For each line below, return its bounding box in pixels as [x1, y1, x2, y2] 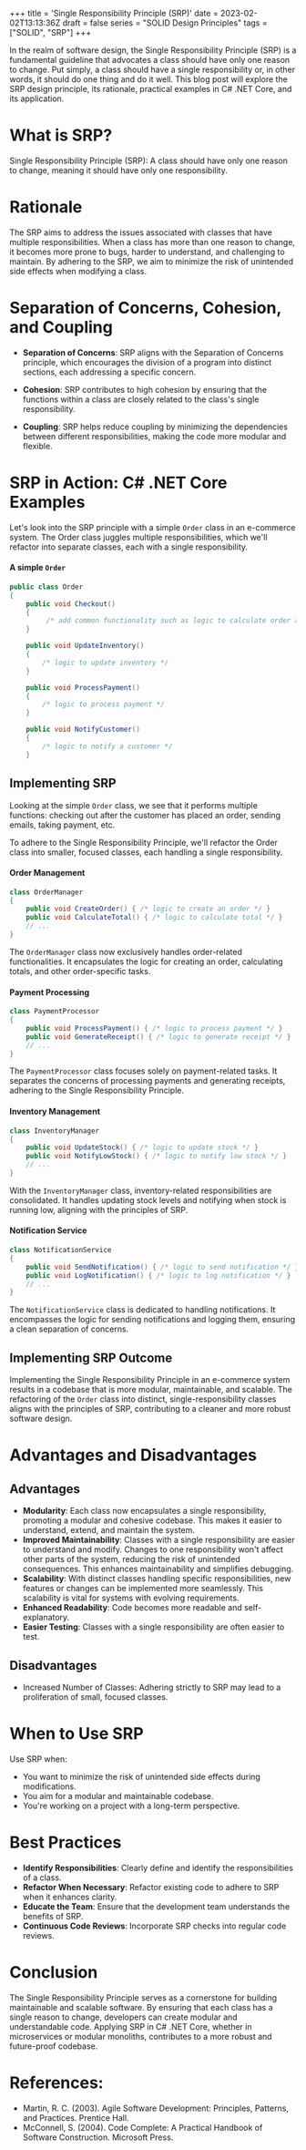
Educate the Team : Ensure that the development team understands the [22, 1900, 291, 1912]
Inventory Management [9, 1106, 101, 1117]
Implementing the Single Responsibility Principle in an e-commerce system [9, 1374, 291, 1385]
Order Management [9, 868, 86, 879]
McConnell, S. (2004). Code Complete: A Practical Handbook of [22, 2122, 263, 2133]
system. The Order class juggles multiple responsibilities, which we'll [9, 531, 268, 542]
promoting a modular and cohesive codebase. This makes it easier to [22, 1515, 282, 1526]
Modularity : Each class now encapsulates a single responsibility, [22, 1506, 267, 1517]
